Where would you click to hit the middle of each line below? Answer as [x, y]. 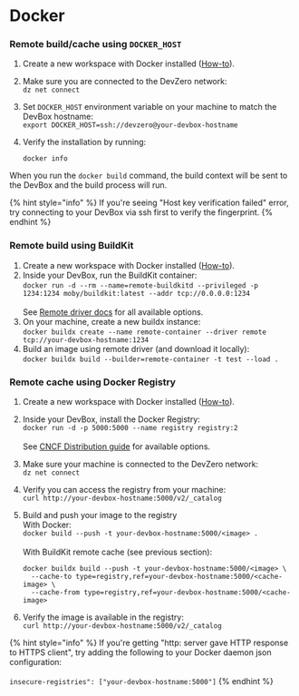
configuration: [35, 662]
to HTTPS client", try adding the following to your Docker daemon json [140, 652]
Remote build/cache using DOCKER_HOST [96, 44]
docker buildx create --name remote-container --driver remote [145, 332]
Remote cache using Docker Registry [93, 382]
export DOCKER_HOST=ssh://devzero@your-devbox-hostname [130, 125]
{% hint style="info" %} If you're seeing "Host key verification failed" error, [149, 203]
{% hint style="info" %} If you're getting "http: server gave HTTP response [149, 643]
